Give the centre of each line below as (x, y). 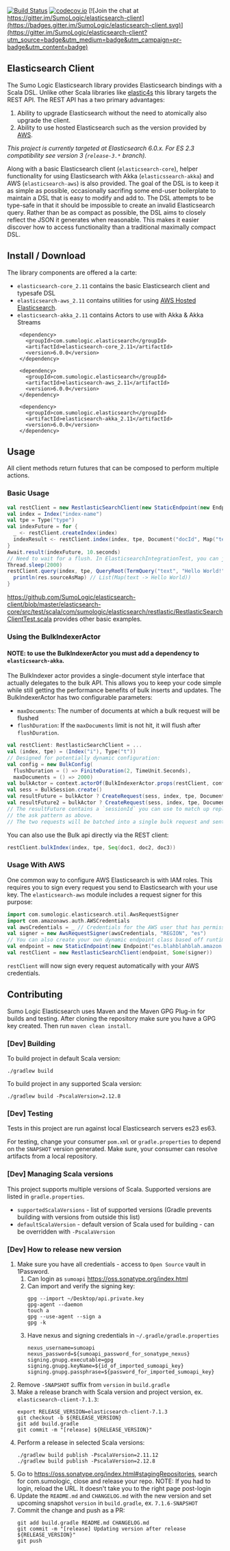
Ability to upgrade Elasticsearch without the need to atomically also (112, 113)
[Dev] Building (31, 1043)
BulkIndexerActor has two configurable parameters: (80, 698)
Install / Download (47, 256)
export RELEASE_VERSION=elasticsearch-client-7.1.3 (92, 1412)
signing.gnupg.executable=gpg (71, 1360)
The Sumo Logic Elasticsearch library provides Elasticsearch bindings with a (115, 85)
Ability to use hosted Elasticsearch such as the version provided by (112, 128)
